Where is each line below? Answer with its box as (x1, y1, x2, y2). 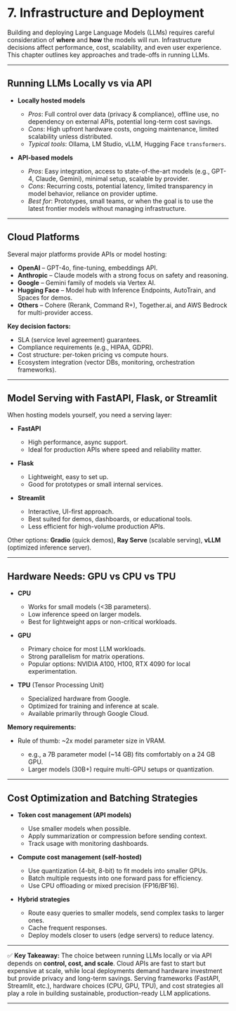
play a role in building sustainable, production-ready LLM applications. (7, 989, 211, 997)
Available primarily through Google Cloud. (27, 710, 149, 718)
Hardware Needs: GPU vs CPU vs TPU (7, 570, 176, 582)
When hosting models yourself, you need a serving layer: (7, 411, 172, 419)
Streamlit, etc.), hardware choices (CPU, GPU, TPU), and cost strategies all (7, 981, 223, 990)
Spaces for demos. (17, 293, 73, 301)
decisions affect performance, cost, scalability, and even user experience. (7, 43, 222, 51)
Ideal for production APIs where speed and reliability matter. (27, 445, 202, 454)
